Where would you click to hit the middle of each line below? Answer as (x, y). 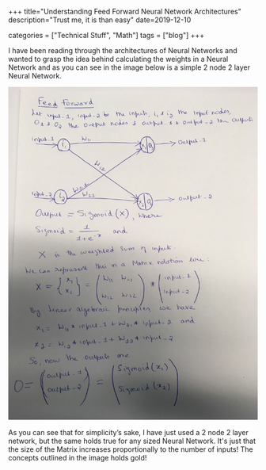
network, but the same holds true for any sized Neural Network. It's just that (132, 441)
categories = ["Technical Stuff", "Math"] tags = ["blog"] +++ (106, 35)
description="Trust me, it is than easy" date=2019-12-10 (100, 20)
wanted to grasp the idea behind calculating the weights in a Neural (118, 59)
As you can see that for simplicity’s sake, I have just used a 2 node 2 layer (129, 432)
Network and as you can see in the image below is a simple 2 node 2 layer (129, 67)
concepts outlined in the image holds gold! (78, 458)
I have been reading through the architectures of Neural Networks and (123, 50)
